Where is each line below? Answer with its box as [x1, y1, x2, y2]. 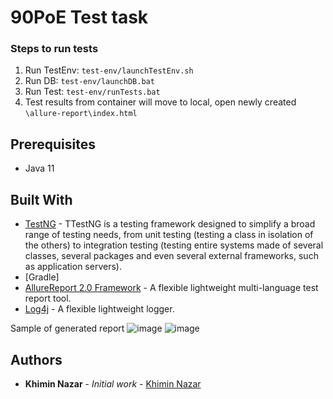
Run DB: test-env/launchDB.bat [24, 75, 155, 87]
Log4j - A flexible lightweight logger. [24, 303, 175, 315]
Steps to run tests [10, 42, 99, 56]
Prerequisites [10, 136, 96, 153]
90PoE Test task [10, 6, 149, 29]
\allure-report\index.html [24, 109, 138, 119]
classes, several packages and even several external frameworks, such [24, 250, 319, 262]
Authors [10, 351, 63, 368]
